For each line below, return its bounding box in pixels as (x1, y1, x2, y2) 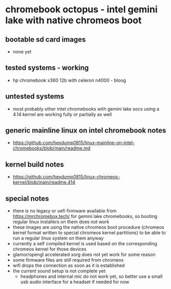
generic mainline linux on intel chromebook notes (5, 126, 166, 135)
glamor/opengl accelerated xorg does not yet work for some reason (12, 251, 156, 258)
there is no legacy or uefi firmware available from (12, 208, 117, 214)
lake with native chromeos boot (5, 14, 142, 26)
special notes (5, 194, 50, 203)
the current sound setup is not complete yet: (12, 268, 106, 274)
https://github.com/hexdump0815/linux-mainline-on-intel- (12, 140, 135, 146)
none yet (12, 49, 32, 55)
